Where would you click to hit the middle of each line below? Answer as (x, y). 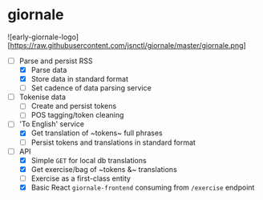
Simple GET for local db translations (89, 160)
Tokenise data (42, 97)
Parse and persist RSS (56, 61)
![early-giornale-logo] (43, 37)
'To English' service (52, 124)
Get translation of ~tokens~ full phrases (97, 133)
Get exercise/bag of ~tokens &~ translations (104, 169)
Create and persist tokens (74, 106)
